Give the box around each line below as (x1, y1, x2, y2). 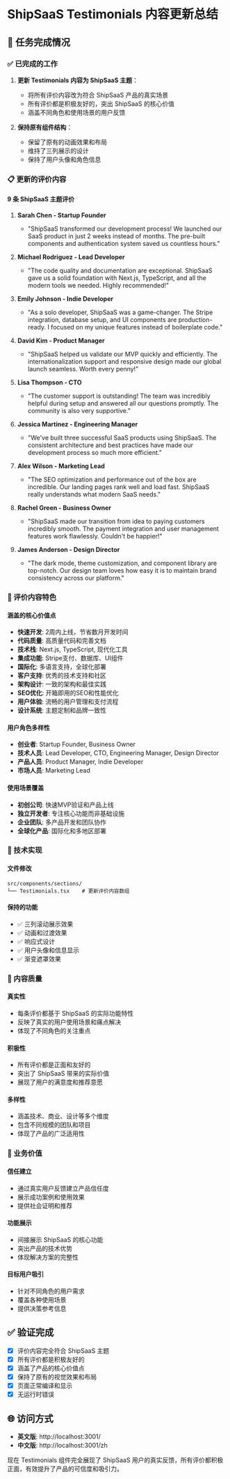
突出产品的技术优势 (17, 1244, 73, 1253)
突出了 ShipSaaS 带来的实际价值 (17, 1069, 110, 1078)
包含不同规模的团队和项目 (17, 1121, 91, 1129)
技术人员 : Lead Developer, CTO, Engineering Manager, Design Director (17, 749, 220, 757)
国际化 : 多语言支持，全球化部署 (17, 663, 106, 671)
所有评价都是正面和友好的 (17, 1060, 91, 1069)
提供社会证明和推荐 (17, 1201, 73, 1209)
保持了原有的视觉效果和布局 (17, 1372, 97, 1381)
